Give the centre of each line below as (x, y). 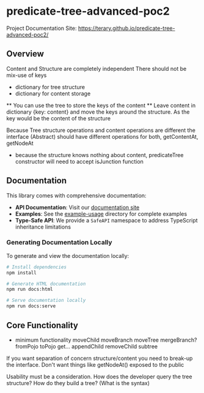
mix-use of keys (27, 75)
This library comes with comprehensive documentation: (76, 195)
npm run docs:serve (31, 306)
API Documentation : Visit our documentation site (77, 207)
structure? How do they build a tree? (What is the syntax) (78, 383)
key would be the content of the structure (59, 118)
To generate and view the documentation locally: (68, 255)
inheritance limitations (43, 227)
